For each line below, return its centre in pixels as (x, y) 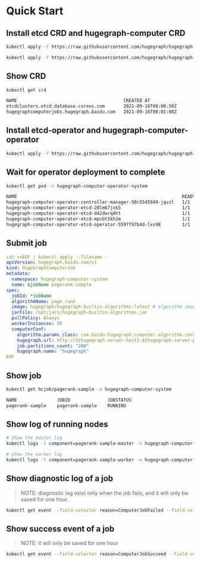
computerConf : (29, 329)
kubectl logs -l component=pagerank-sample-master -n (74, 443)
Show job (24, 376)
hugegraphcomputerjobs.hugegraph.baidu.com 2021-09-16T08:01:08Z (92, 112)
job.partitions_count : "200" (53, 346)
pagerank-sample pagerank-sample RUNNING (66, 406)
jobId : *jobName (32, 296)
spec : (13, 290)
